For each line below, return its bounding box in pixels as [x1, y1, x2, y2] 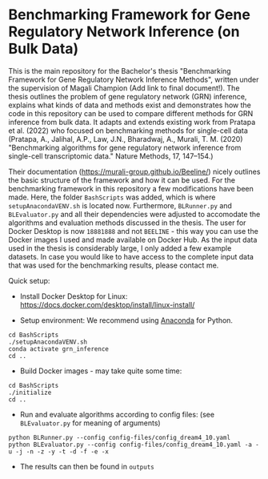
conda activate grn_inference [8, 344, 110, 353]
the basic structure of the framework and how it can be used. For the [8, 175, 236, 185]
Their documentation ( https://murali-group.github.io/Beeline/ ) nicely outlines [8, 167, 261, 176]
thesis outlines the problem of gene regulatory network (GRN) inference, [8, 91, 247, 101]
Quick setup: [8, 276, 50, 285]
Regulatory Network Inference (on [8, 22, 240, 41]
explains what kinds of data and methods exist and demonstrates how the [8, 100, 252, 110]
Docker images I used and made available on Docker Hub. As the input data [8, 235, 258, 244]
